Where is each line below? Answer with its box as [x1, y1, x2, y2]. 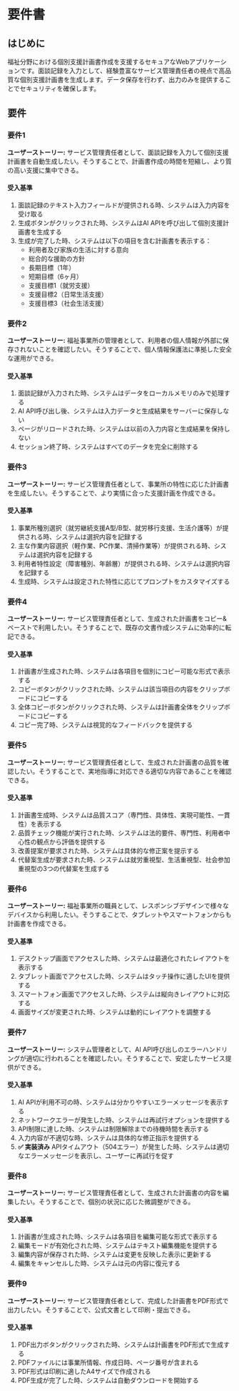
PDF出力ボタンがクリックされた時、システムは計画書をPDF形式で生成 [17, 1340, 223, 1349]
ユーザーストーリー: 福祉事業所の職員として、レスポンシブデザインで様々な [7, 902, 230, 910]
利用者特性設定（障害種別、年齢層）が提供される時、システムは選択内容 [17, 559, 230, 568]
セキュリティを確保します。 [19, 84, 101, 93]
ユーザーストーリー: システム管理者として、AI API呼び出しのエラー [7, 1045, 203, 1054]
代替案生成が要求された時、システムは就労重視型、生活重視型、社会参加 [17, 855, 230, 864]
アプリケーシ [188, 58, 227, 66]
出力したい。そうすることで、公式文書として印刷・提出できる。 [7, 1305, 195, 1314]
